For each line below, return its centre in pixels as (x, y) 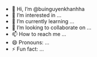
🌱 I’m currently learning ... (43, 21)
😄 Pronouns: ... (31, 42)
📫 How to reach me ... (39, 34)
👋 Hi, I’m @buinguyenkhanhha (48, 9)
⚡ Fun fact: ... (28, 49)
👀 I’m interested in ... (36, 15)
